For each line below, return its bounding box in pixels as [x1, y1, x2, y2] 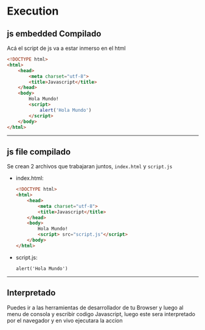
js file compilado [7, 146, 71, 157]
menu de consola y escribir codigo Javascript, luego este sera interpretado [7, 310, 195, 317]
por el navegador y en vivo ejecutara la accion [7, 317, 123, 324]
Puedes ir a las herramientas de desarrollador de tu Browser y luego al [7, 304, 184, 311]
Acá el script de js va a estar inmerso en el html [7, 44, 126, 52]
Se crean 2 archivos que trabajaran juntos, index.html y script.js [7, 163, 173, 170]
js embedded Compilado [7, 29, 102, 39]
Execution [7, 4, 59, 18]
